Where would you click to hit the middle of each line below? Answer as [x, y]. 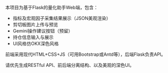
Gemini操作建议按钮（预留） [43, 31]
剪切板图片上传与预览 [35, 25]
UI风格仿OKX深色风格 [36, 44]
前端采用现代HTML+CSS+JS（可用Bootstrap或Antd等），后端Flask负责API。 [86, 54]
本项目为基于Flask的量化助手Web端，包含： [52, 7]
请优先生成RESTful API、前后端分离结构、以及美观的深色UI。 [70, 65]
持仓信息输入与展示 [33, 37]
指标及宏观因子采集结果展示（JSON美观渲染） [62, 18]
